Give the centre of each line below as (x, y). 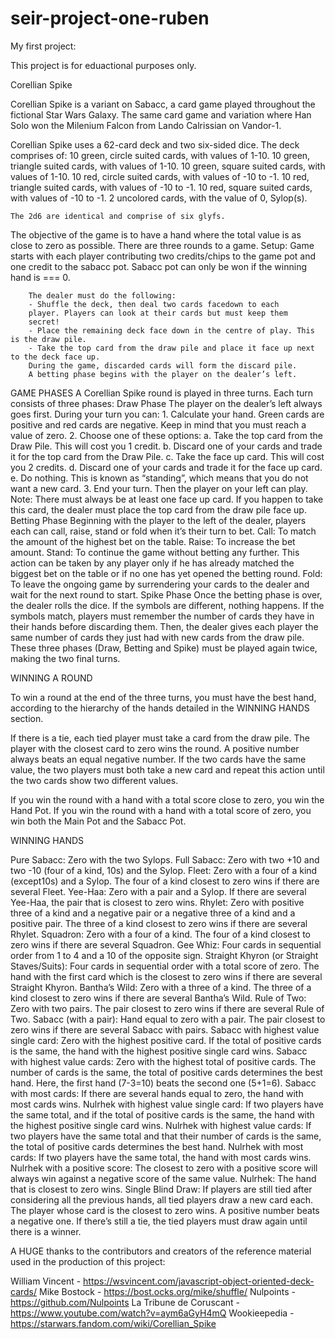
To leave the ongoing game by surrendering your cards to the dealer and (160, 584)
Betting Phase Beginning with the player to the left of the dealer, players (158, 520)
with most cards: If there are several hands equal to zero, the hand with (157, 1093)
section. (27, 718)
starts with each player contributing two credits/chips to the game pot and (163, 256)
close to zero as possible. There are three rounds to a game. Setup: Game (162, 245)
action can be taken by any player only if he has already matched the (152, 563)
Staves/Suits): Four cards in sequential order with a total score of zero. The (165, 966)
